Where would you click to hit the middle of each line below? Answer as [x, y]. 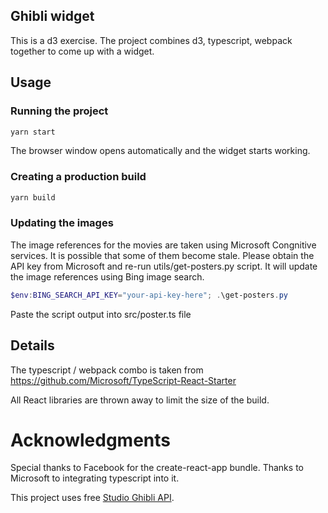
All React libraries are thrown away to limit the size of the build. [140, 400]
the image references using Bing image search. [107, 276]
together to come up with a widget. [82, 51]
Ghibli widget [52, 16]
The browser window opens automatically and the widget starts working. [160, 151]
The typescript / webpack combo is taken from [107, 370]
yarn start [33, 132]
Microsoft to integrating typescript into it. [95, 478]
